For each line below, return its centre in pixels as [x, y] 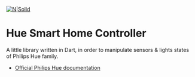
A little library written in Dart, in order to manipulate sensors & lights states [98, 50]
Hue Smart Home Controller [76, 33]
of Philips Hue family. [32, 56]
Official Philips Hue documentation [57, 67]
